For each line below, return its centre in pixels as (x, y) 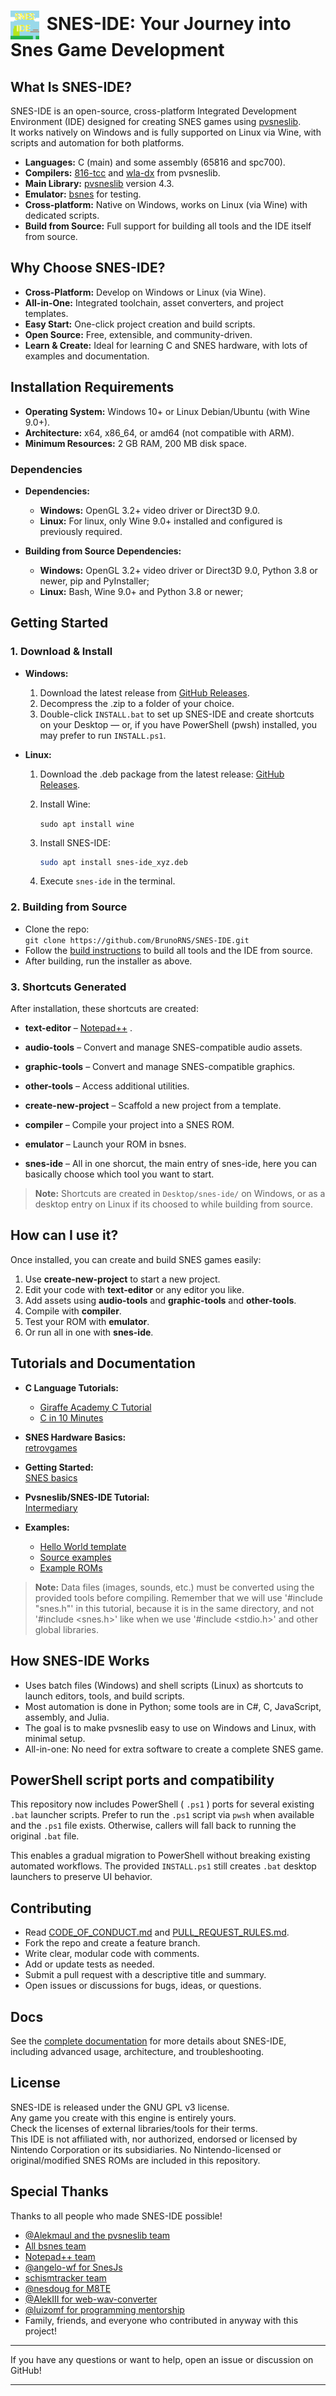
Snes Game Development (117, 50)
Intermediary (51, 1507)
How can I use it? (64, 1235)
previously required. (81, 531)
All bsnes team (55, 2246)
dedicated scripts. (62, 215)
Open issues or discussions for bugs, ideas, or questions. (143, 1986)
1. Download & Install (61, 652)
